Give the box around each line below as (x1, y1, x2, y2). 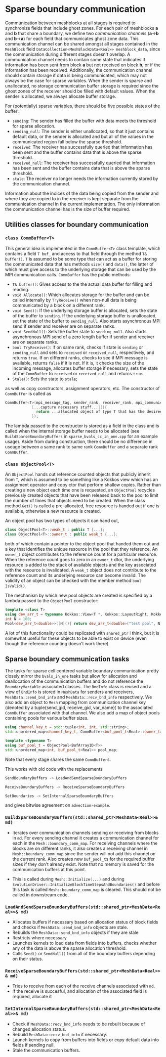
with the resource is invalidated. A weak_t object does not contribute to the (5, 567, 157, 573)
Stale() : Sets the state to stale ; (12, 376, 78, 382)
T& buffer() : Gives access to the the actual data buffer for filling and (12, 281, 152, 287)
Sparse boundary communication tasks (5, 655, 129, 663)
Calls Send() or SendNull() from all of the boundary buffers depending (12, 951, 155, 957)
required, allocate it (12, 994, 52, 1000)
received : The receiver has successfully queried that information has (12, 144, 153, 150)
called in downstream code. (12, 891, 69, 898)
